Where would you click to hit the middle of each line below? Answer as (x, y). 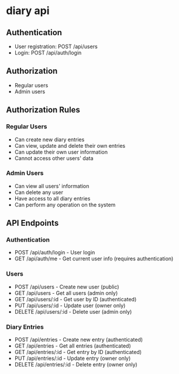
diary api (28, 11)
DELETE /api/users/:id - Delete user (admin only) (73, 311)
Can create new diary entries (49, 140)
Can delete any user (39, 192)
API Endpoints (32, 223)
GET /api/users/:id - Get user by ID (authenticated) (75, 299)
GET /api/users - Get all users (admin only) (66, 293)
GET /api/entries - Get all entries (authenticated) (73, 346)
